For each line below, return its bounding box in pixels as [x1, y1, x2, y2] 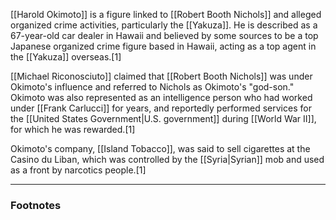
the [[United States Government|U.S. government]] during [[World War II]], [10, 113, 317, 124]
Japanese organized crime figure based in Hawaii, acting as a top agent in [10, 40, 317, 52]
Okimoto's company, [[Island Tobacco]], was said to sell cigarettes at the [10, 143, 311, 154]
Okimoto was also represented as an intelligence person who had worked [10, 92, 313, 103]
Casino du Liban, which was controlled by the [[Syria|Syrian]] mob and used [10, 154, 325, 165]
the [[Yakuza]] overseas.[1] [10, 51, 122, 63]
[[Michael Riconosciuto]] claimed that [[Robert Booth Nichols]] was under [10, 70, 313, 82]
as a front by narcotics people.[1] [10, 164, 147, 176]
